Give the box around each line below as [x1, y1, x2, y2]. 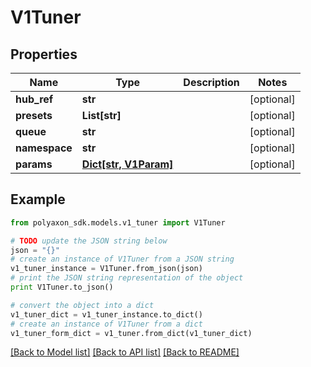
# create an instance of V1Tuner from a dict [10, 319, 203, 329]
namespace [15, 141, 73, 155]
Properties [10, 46, 78, 63]
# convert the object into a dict [10, 300, 155, 310]
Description [183, 76, 240, 89]
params [15, 157, 53, 171]
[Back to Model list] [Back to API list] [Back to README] [10, 346, 240, 358]
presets [15, 109, 53, 122]
